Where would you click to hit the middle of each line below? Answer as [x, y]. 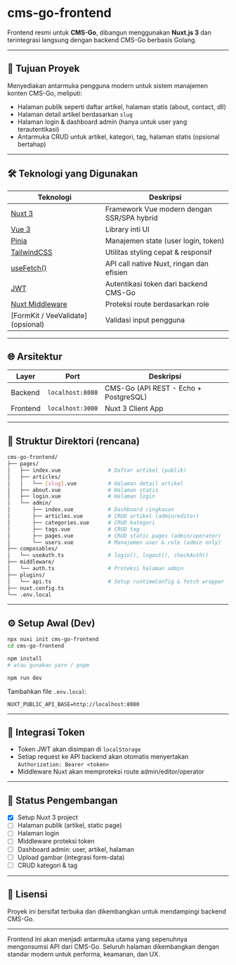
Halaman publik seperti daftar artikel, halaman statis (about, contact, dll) [122, 106]
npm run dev [25, 678]
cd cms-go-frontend [36, 646]
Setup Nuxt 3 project [48, 817]
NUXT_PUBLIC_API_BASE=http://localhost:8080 [73, 704]
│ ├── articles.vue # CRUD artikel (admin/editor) [103, 516]
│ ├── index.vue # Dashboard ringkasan [91, 510]
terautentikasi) [38, 129]
